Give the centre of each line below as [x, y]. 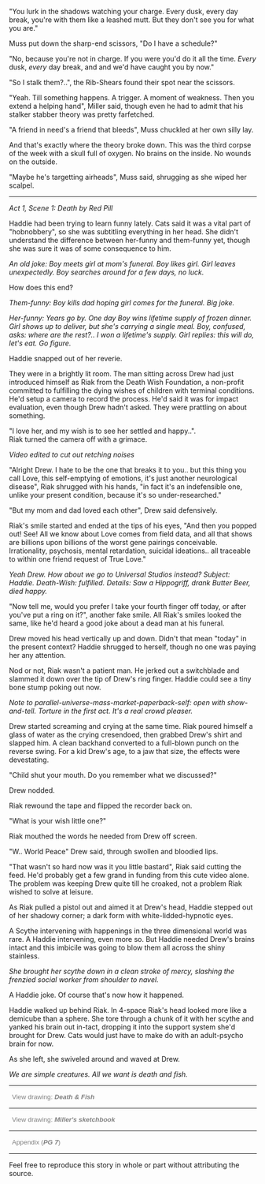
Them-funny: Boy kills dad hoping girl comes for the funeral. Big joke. [122, 303]
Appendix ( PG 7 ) [37, 1142]
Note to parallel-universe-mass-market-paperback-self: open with [118, 702]
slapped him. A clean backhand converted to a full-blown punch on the [124, 743]
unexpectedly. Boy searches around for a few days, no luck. [107, 272]
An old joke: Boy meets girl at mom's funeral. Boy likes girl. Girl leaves [122, 264]
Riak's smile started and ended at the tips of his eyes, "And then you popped [133, 525]
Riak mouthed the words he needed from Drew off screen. [103, 836]
